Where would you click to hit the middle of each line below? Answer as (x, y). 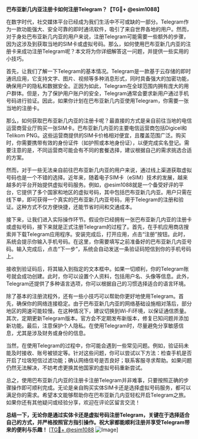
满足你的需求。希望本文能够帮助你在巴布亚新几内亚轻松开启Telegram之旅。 (98, 395)
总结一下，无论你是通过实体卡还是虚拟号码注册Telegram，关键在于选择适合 (98, 415)
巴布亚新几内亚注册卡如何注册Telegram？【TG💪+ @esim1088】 (84, 9)
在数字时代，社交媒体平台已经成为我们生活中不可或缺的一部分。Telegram (95, 22)
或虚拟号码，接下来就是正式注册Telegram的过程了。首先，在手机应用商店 (95, 227)
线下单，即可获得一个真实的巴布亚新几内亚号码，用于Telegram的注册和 (92, 199)
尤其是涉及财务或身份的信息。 (52, 333)
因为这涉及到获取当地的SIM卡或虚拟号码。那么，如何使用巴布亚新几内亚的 (96, 44)
